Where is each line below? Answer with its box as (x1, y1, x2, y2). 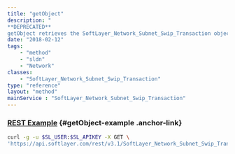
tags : (7, 43, 23, 50)
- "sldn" (20, 56, 45, 63)
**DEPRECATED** (7, 23, 52, 30)
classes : (7, 69, 33, 76)
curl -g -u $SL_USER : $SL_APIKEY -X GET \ (7, 134, 130, 141)
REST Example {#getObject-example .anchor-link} (7, 118, 183, 127)
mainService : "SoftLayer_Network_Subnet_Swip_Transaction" (7, 95, 187, 102)
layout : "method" (7, 88, 58, 95)
